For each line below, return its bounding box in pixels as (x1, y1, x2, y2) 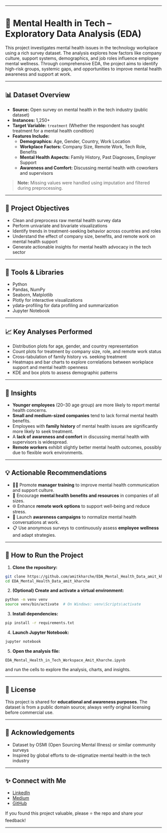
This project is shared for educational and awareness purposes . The (5, 699, 148, 705)
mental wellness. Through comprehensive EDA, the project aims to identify (5, 60, 158, 66)
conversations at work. (12, 519, 60, 525)
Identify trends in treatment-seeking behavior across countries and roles (12, 228, 161, 234)
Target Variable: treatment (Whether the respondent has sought (12, 122, 145, 128)
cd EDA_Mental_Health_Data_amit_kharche (5, 579, 90, 584)
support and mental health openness (12, 364, 88, 370)
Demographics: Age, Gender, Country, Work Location (19, 138, 131, 144)
